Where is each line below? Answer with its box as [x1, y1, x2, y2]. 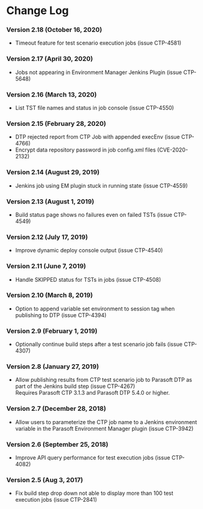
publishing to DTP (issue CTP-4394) [15, 311, 107, 318]
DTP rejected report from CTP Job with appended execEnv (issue [15, 133, 180, 141]
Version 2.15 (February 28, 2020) [6, 120, 107, 128]
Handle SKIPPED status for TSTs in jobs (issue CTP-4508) [15, 276, 162, 283]
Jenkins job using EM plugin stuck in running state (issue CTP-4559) [15, 181, 188, 189]
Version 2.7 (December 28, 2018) [6, 405, 107, 413]
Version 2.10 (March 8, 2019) [6, 291, 93, 299]
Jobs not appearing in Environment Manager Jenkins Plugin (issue [15, 68, 182, 76]
